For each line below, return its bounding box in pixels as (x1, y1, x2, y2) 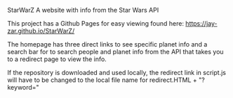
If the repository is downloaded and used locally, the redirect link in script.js (7, 69, 227, 76)
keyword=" (7, 83, 40, 91)
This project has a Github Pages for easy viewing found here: (7, 19, 185, 27)
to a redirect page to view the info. (7, 55, 107, 63)
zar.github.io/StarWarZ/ (7, 27, 75, 35)
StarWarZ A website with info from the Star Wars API (7, 6, 159, 14)
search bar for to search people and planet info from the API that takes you (7, 48, 224, 56)
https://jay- (185, 19, 218, 27)
